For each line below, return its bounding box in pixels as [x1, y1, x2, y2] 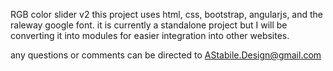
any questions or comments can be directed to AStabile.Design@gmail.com [10, 49, 322, 61]
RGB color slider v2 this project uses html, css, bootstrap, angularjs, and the [10, 9, 324, 20]
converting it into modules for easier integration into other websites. [10, 30, 290, 41]
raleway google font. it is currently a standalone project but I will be [10, 19, 288, 31]
